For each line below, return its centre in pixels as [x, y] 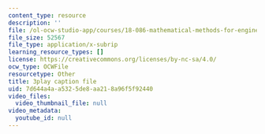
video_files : [30, 96]
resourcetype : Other [42, 74]
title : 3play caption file [52, 81]
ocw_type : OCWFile [38, 67]
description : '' [35, 23]
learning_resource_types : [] [56, 52]
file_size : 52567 [37, 37]
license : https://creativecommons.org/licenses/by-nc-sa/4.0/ [112, 60]
